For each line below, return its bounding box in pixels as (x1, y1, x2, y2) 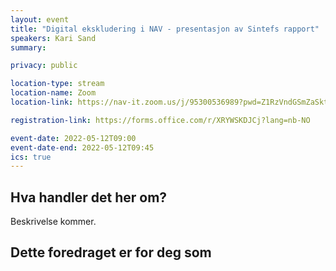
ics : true (10, 152, 52, 162)
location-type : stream (10, 79, 105, 89)
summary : (10, 42, 47, 53)
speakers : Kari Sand (10, 33, 97, 43)
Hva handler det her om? (10, 189, 168, 206)
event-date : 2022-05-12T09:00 (10, 133, 137, 143)
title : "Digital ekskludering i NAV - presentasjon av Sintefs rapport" (10, 24, 320, 34)
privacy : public (10, 61, 78, 71)
